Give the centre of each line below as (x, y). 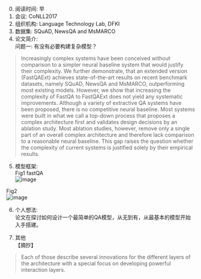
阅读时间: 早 (30, 9)
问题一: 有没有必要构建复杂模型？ (56, 46)
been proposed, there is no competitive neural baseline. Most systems (108, 109)
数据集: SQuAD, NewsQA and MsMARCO (65, 31)
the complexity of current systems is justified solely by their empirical (107, 148)
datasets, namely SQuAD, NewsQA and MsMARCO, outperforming (103, 84)
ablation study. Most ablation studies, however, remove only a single (105, 128)
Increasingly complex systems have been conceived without (95, 58)
